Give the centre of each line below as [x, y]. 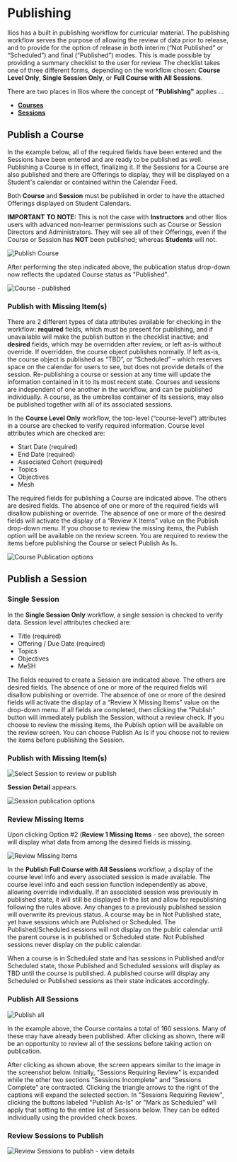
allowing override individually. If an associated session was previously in [112, 892]
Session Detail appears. [42, 787]
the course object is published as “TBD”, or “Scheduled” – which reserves [115, 359]
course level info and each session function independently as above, [107, 885]
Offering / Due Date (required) [62, 643]
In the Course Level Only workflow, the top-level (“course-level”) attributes [117, 418]
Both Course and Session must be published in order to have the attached [116, 195]
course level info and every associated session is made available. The [109, 877]
